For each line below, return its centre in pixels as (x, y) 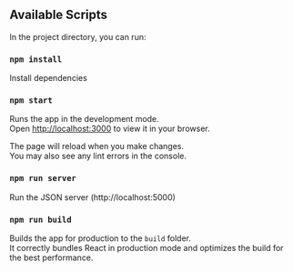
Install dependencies (49, 78)
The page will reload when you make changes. (97, 146)
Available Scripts (58, 15)
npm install (36, 59)
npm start (31, 101)
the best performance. (51, 257)
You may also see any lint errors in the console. (98, 156)
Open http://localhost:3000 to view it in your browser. (110, 129)
